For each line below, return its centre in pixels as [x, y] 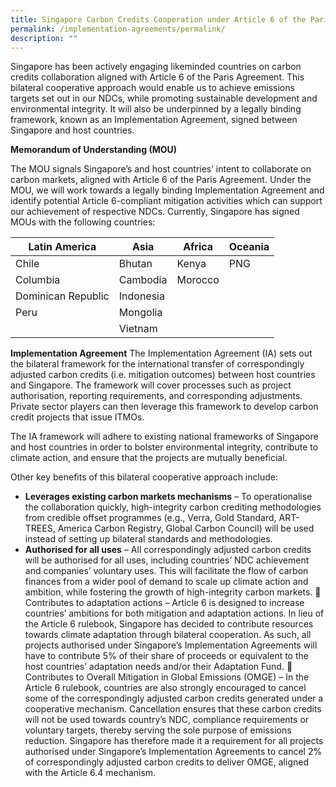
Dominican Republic [62, 296]
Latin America [62, 247]
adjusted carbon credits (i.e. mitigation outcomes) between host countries [163, 375]
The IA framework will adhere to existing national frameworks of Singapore [164, 437]
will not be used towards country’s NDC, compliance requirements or [167, 720]
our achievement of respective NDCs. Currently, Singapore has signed [155, 212]
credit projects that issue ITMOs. [77, 417]
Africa [198, 247]
